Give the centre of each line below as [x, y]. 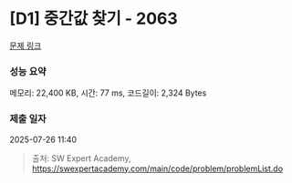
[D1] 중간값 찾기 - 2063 [94, 19]
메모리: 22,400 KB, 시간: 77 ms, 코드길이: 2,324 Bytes [108, 93]
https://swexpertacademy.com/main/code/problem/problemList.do [157, 168]
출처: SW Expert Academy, [81, 158]
